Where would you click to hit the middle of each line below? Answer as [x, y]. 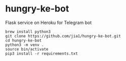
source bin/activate [27, 49]
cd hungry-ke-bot [24, 40]
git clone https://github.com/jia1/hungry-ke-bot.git [63, 36]
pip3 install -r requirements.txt [42, 53]
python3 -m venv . [25, 45]
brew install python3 [28, 31]
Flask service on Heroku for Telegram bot [49, 22]
